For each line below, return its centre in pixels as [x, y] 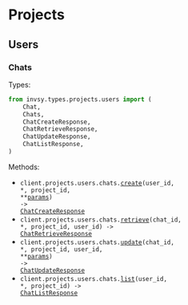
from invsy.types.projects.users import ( [80, 99]
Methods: [24, 167]
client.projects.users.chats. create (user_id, [97, 183]
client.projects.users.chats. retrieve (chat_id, [100, 220]
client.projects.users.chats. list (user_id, [94, 279]
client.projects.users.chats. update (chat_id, [97, 242]
